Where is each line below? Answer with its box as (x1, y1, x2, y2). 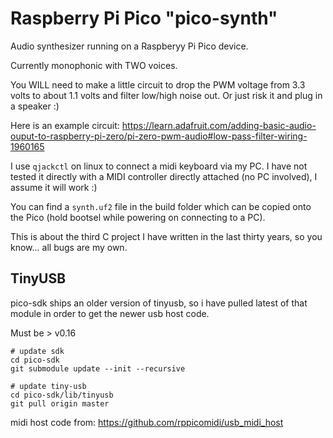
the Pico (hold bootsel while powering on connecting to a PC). (10, 211, 266, 223)
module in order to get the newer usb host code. (10, 307, 210, 319)
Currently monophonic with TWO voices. (10, 59, 178, 71)
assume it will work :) (10, 181, 98, 193)
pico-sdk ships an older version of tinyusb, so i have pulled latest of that (10, 297, 308, 309)
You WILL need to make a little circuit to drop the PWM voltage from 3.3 (10, 78, 306, 91)
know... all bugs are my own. (10, 241, 128, 253)
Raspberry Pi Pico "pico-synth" (10, 7, 278, 30)
